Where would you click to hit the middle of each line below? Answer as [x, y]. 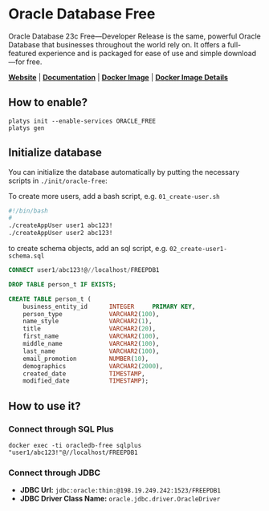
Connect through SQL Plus [61, 428]
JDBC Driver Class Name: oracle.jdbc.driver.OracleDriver [120, 499]
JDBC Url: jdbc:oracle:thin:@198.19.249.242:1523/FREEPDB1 [120, 490]
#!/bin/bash [28, 211]
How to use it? [45, 406]
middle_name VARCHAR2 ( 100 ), [91, 344]
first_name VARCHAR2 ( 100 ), [91, 337]
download [240, 53]
